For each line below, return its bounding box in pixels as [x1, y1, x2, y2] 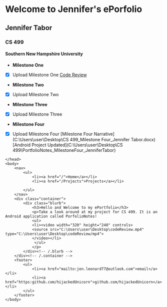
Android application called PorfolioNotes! [5, 214, 97, 219]
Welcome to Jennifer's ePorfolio [5, 4, 142, 15]
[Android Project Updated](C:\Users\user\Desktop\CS [12, 142, 123, 148]
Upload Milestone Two [12, 91, 59, 97]
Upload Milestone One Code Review [12, 72, 87, 78]
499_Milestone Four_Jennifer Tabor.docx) [69, 136, 156, 142]
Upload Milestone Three [12, 111, 62, 117]
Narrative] [93, 131, 115, 137]
